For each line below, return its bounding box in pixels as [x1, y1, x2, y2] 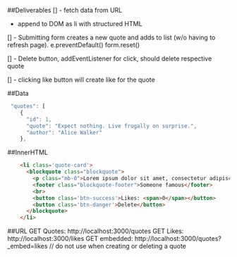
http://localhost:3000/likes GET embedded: [7, 234, 133, 243]
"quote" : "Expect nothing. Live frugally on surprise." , [25, 123, 197, 130]
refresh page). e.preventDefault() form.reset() [7, 41, 140, 49]
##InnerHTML [7, 148, 48, 157]
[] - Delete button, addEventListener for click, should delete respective [7, 54, 212, 63]
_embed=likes [7, 242, 48, 251]
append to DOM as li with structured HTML [17, 20, 142, 27]
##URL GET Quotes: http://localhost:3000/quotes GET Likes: [7, 227, 184, 235]
